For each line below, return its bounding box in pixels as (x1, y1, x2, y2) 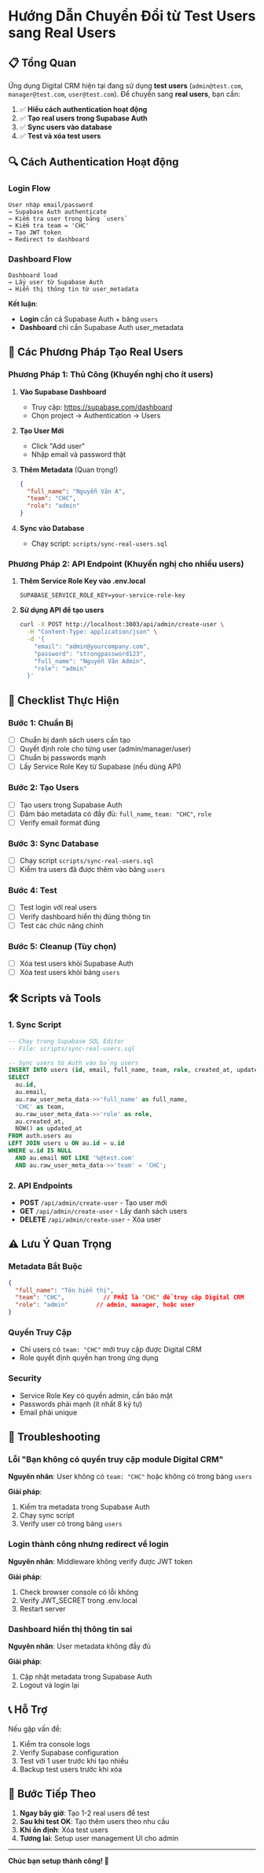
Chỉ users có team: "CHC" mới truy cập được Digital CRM (19, 1344, 202, 1354)
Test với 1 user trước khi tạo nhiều (19, 1756, 129, 1765)
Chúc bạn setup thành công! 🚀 (8, 1856, 109, 1865)
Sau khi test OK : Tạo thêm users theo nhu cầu (19, 1816, 170, 1826)
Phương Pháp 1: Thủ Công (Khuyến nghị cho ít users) (8, 369, 214, 380)
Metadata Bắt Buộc (8, 1261, 82, 1272)
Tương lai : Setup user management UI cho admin (19, 1833, 179, 1842)
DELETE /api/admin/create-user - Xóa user (19, 1215, 162, 1224)
